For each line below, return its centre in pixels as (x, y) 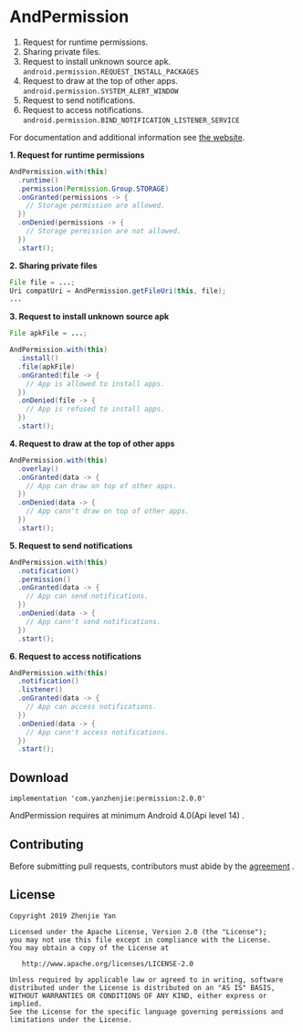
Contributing (47, 844)
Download (39, 777)
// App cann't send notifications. (94, 621)
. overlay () (38, 469)
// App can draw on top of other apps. (102, 485)
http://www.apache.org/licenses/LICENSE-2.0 (108, 964)
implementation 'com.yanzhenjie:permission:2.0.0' (108, 799)
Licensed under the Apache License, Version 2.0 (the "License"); (138, 932)
